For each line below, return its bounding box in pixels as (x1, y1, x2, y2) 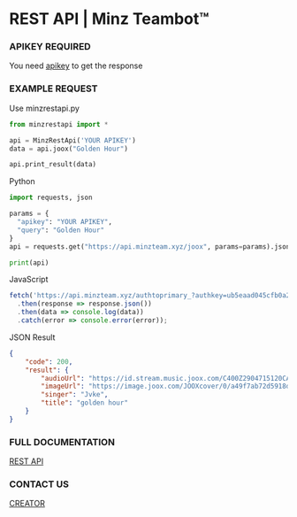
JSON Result (9, 332, 56, 343)
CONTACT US (9, 478, 69, 490)
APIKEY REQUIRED (9, 41, 91, 53)
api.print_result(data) (9, 160, 97, 169)
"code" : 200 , (25, 357, 73, 367)
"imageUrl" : (41, 382, 86, 391)
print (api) (9, 258, 49, 267)
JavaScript (9, 274, 49, 285)
